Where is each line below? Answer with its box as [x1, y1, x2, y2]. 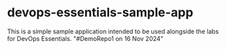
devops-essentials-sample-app [7, 5, 194, 20]
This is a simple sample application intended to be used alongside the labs [7, 27, 219, 35]
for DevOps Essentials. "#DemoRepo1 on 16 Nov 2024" [7, 34, 164, 42]
